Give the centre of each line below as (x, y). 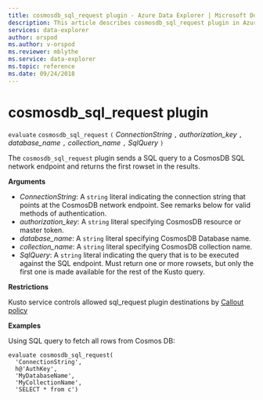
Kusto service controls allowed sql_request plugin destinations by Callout (126, 302)
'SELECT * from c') (47, 389)
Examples (25, 325)
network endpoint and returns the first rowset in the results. (104, 166)
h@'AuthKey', (36, 369)
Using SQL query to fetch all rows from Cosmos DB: (92, 340)
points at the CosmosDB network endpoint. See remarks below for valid (135, 205)
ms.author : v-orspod (42, 45)
